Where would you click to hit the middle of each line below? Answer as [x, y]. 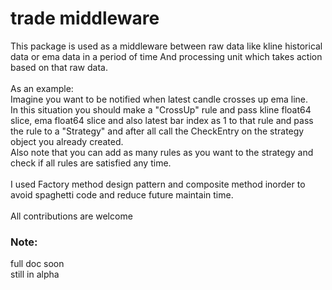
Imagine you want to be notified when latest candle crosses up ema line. [159, 99]
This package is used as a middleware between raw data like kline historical [166, 46]
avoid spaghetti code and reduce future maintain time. [122, 194]
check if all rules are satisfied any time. [91, 163]
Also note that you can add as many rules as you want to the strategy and [162, 152]
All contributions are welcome [71, 216]
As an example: [42, 88]
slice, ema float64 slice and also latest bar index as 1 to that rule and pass [162, 120]
